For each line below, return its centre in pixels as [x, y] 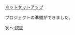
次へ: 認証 [14, 28]
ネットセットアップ [24, 7]
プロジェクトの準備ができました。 [39, 17]
